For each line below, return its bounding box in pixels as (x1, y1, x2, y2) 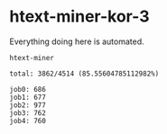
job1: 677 (9, 93, 47, 102)
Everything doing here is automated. (9, 36, 144, 47)
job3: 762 (9, 108, 47, 118)
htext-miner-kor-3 (9, 6, 150, 27)
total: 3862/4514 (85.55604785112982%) (9, 69, 160, 78)
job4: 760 (9, 116, 47, 125)
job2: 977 (9, 101, 47, 110)
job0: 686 (9, 85, 47, 94)
